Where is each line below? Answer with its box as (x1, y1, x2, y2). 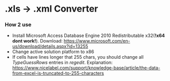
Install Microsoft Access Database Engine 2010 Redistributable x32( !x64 (12, 32, 165, 38)
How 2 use (5, 21, 32, 28)
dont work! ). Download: (12, 38, 63, 44)
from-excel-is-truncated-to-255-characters (12, 70, 104, 76)
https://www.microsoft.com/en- (63, 38, 131, 44)
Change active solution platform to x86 (12, 49, 94, 55)
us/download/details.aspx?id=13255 (12, 44, 88, 50)
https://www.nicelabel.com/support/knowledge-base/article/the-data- (12, 65, 160, 71)
